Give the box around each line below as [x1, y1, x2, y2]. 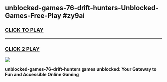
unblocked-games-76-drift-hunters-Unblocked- [5, 4, 159, 12]
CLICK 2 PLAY [5, 45, 40, 52]
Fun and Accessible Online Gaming [5, 71, 79, 77]
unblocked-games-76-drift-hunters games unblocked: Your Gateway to [5, 66, 157, 72]
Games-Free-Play [5, 12, 61, 20]
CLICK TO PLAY [5, 27, 44, 34]
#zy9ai [62, 12, 84, 20]
